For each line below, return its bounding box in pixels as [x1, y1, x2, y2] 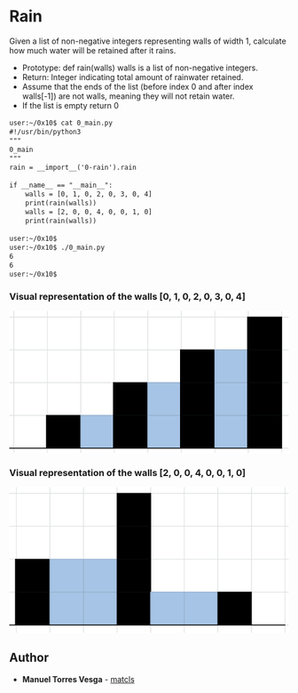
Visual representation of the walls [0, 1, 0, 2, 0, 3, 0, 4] [9, 290, 246, 302]
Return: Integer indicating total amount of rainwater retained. [21, 71, 244, 82]
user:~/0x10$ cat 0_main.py [9, 118, 114, 127]
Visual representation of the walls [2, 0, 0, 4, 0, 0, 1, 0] [9, 467, 247, 479]
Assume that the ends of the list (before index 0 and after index [21, 81, 254, 92]
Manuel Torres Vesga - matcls [21, 673, 135, 684]
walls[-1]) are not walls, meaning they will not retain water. [21, 91, 235, 101]
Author [9, 650, 49, 665]
